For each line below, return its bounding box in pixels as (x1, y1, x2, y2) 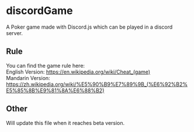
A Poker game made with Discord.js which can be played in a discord (6, 23, 173, 30)
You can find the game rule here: (6, 62, 85, 69)
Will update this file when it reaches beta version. (6, 119, 125, 126)
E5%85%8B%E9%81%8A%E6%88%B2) (6, 86, 105, 94)
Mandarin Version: (6, 74, 51, 81)
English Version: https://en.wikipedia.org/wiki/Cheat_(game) (6, 68, 151, 75)
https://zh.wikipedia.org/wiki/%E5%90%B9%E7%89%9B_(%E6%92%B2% (6, 81, 188, 88)
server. (6, 29, 23, 36)
